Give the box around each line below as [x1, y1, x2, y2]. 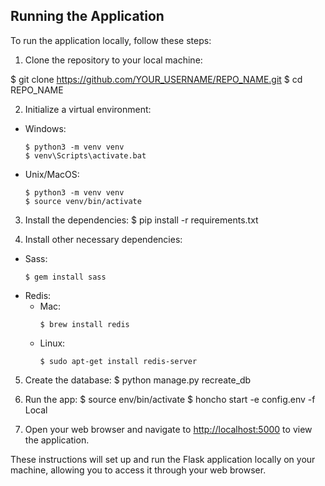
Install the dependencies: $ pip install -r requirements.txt [24, 214, 259, 226]
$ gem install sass [24, 272, 107, 282]
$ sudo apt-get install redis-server [39, 356, 198, 366]
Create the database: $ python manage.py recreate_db [24, 374, 252, 386]
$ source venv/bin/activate [24, 196, 142, 206]
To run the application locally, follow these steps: [10, 34, 212, 46]
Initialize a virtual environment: [24, 103, 152, 115]
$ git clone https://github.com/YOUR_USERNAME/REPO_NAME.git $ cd [10, 73, 303, 85]
